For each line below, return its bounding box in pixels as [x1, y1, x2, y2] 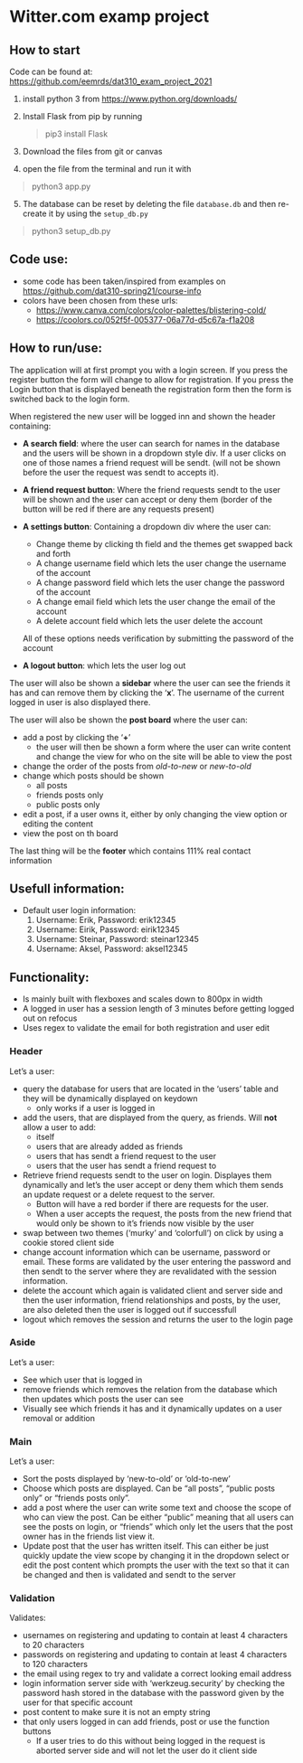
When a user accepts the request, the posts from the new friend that [35, 1208, 292, 1219]
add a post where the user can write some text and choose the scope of [22, 1503, 292, 1513]
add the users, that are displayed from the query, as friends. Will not [22, 1112, 278, 1123]
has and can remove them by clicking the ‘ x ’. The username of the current [9, 687, 285, 698]
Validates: [9, 1612, 47, 1624]
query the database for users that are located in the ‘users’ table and [22, 1083, 279, 1094]
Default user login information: [22, 905, 137, 916]
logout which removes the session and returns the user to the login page [22, 1314, 294, 1325]
